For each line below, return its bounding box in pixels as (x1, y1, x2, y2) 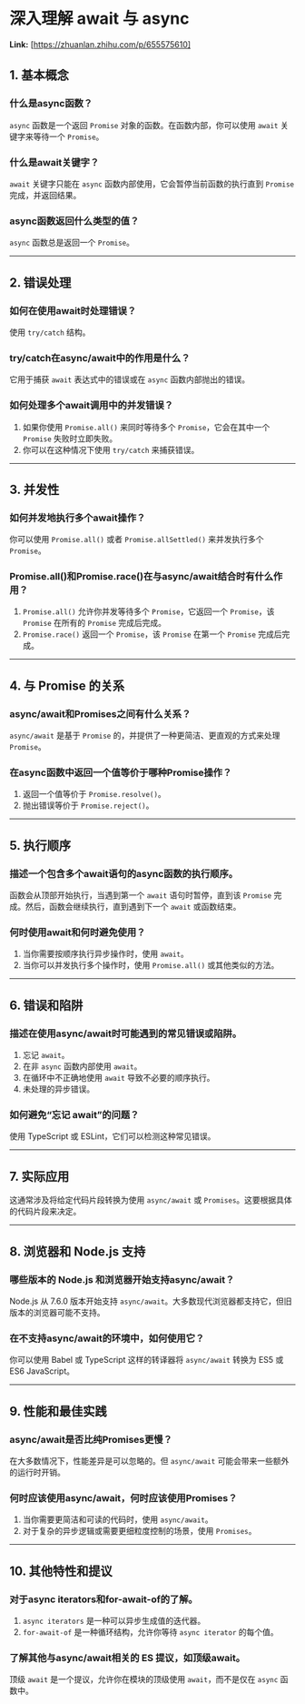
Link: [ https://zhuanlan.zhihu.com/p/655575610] (9, 38, 192, 50)
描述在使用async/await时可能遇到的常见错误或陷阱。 (9, 1027, 242, 1040)
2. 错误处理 (9, 275, 72, 290)
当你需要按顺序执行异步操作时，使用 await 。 (22, 948, 189, 960)
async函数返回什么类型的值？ (9, 215, 140, 227)
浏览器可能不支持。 (33, 1306, 105, 1317)
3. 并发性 (9, 481, 60, 497)
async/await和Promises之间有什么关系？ (9, 707, 192, 720)
